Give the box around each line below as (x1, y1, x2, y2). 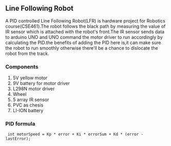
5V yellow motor (12, 75, 48, 81)
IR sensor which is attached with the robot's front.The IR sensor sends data (5, 28, 165, 35)
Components (5, 63, 39, 70)
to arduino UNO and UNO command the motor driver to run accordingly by (5, 34, 163, 40)
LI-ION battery (12, 108, 44, 114)
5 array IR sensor (12, 97, 49, 103)
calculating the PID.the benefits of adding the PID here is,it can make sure (5, 39, 161, 46)
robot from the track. (5, 50, 50, 56)
